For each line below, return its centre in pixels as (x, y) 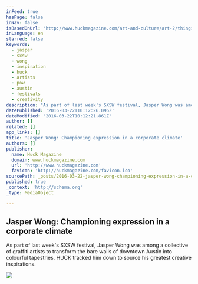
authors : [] (21, 143)
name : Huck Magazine (37, 154)
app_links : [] (24, 133)
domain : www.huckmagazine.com (48, 160)
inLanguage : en (25, 34)
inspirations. (21, 264)
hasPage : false (25, 17)
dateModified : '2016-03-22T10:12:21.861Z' (59, 116)
